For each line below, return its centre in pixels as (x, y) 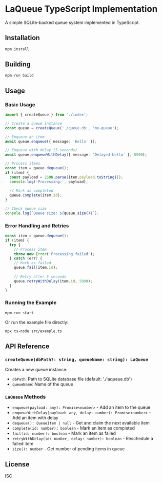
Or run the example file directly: (37, 322)
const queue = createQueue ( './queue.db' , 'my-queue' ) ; (62, 128)
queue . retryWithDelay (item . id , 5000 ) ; (53, 281)
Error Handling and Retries (37, 225)
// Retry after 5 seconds (40, 277)
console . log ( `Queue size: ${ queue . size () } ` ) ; (52, 213)
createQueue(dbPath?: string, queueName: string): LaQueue (77, 359)
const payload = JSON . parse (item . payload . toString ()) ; (66, 177)
